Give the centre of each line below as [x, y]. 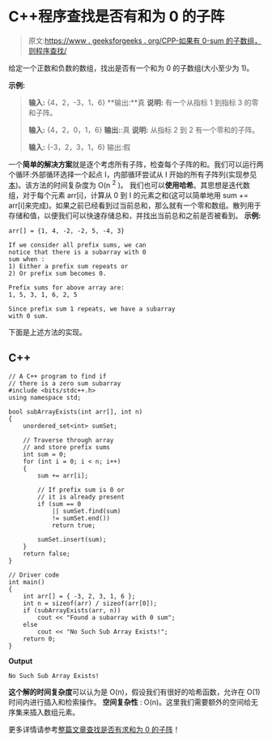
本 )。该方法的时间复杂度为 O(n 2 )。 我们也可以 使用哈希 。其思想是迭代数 [130, 184]
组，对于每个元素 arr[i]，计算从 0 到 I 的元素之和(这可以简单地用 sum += [128, 195]
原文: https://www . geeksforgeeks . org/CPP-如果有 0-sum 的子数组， [144, 41]
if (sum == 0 [59, 504]
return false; [47, 554]
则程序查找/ [47, 50]
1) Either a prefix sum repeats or [68, 266]
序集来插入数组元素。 [44, 712]
